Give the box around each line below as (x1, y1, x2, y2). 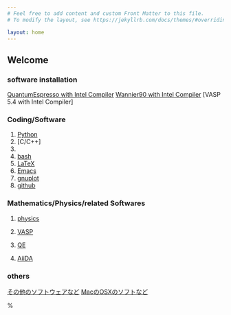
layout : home (7, 29, 45, 36)
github (16, 181, 36, 189)
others (7, 271, 30, 281)
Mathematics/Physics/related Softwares (7, 198, 146, 208)
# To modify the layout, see (7, 16, 91, 23)
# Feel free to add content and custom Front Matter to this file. (7, 10, 205, 17)
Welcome (7, 54, 49, 66)
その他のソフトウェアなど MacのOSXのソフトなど (7, 288, 148, 296)
